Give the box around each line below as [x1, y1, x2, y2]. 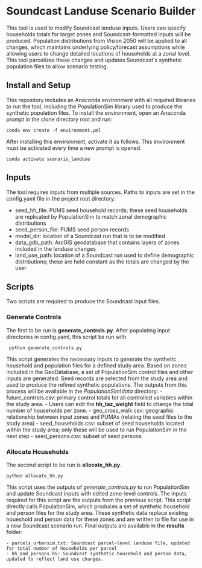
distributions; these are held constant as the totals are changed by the [14, 258, 189, 265]
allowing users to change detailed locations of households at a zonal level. [6, 50, 191, 57]
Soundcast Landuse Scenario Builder [6, 4, 196, 18]
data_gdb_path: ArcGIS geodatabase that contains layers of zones [14, 239, 180, 246]
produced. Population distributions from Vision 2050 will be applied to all [6, 37, 187, 44]
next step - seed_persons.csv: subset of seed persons [6, 432, 142, 439]
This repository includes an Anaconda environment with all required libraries [6, 96, 196, 103]
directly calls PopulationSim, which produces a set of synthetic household [6, 503, 190, 510]
